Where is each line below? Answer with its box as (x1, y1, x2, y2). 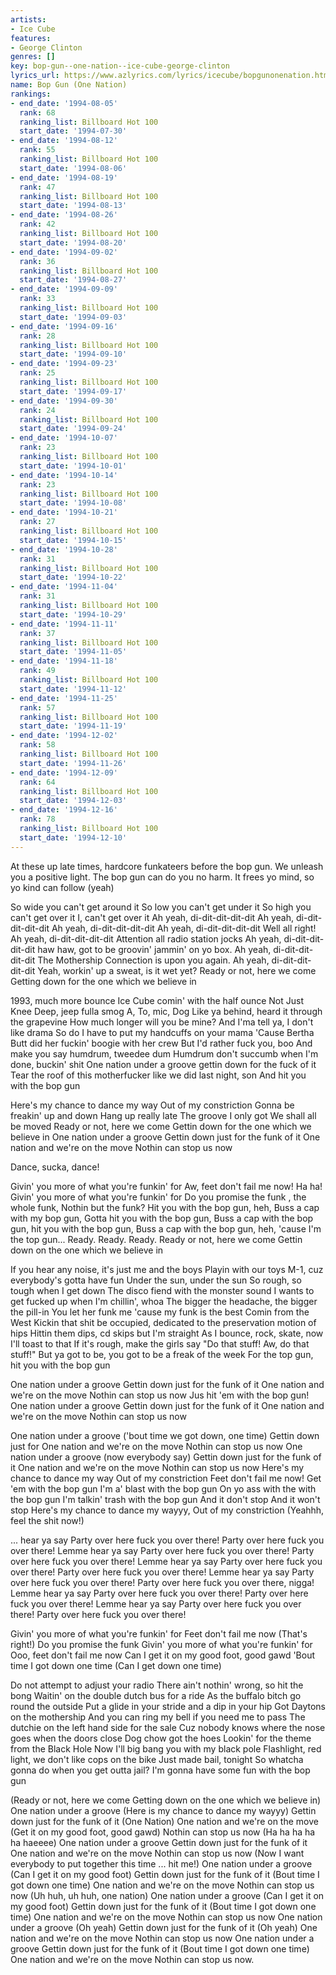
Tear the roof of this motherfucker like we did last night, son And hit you (10, 1069, 307, 1081)
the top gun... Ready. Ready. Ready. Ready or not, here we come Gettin (10, 1233, 303, 1245)
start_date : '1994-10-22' (19, 572, 128, 583)
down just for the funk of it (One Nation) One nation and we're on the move (10, 1815, 319, 1827)
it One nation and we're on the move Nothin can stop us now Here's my (10, 1461, 305, 1473)
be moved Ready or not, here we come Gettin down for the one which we (10, 1120, 312, 1132)
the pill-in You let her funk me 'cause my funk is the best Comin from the (10, 1306, 310, 1318)
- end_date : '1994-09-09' (10, 284, 118, 295)
